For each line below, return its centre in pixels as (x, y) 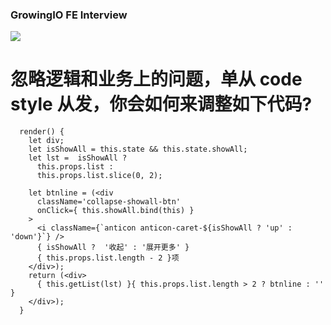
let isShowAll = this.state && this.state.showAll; (138, 149)
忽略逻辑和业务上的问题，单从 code (156, 79)
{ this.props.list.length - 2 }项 (108, 258)
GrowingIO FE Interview (69, 15)
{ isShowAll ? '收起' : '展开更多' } (113, 248)
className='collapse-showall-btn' (109, 202)
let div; (46, 141)
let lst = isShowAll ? (78, 158)
